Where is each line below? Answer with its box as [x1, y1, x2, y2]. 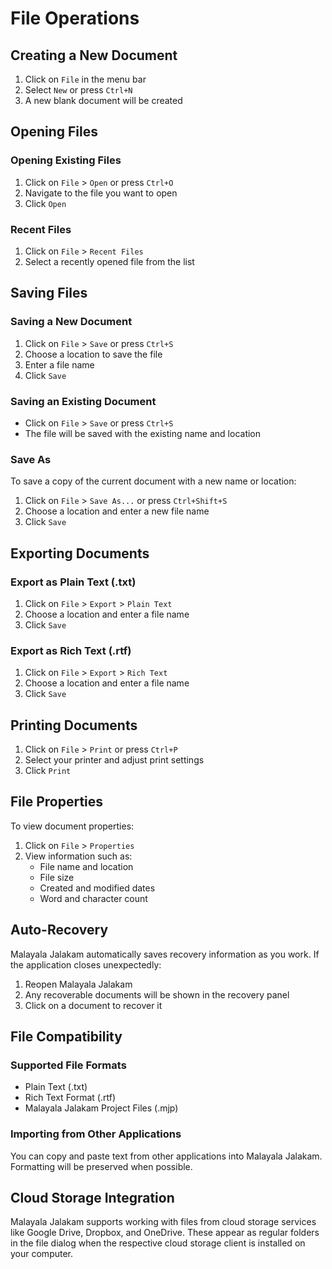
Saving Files [10, 285, 88, 302]
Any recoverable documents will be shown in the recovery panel [24, 988, 290, 1001]
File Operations [10, 7, 140, 30]
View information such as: [24, 850, 133, 862]
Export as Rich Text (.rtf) [10, 643, 132, 657]
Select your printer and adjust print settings [24, 754, 205, 766]
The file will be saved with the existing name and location [24, 427, 262, 439]
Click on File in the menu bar [24, 73, 147, 85]
